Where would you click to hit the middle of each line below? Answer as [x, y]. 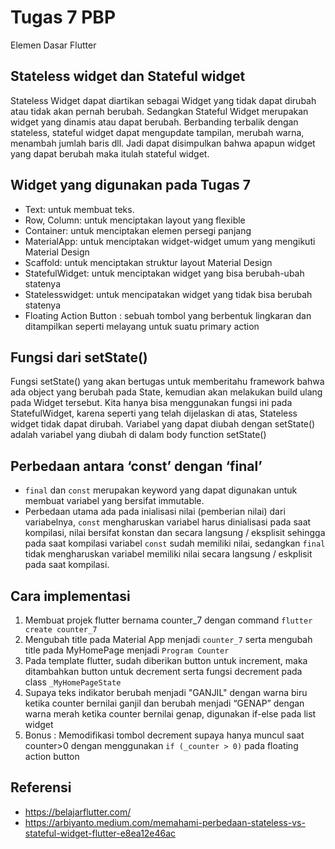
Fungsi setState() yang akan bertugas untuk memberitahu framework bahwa [167, 382]
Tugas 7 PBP [63, 17]
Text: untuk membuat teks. [79, 209]
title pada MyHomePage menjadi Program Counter [127, 650]
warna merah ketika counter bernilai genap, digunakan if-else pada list [170, 714]
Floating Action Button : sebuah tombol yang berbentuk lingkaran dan [168, 315]
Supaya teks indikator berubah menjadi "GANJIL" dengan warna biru [166, 692]
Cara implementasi [70, 596]
